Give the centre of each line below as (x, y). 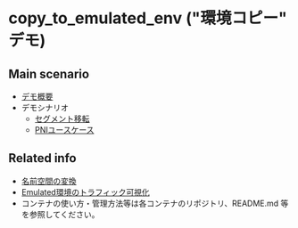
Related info (42, 158)
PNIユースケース (64, 130)
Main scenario (49, 73)
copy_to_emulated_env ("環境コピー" (148, 18)
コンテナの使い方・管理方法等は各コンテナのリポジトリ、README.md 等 (155, 203)
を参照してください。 (60, 214)
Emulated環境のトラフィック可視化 (85, 191)
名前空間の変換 (49, 181)
